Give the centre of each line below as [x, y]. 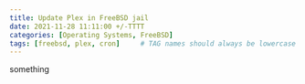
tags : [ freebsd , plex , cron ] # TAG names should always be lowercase [153, 43]
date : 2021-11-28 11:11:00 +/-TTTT [77, 26]
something [30, 69]
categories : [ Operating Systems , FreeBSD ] [91, 35]
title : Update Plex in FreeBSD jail [79, 18]
